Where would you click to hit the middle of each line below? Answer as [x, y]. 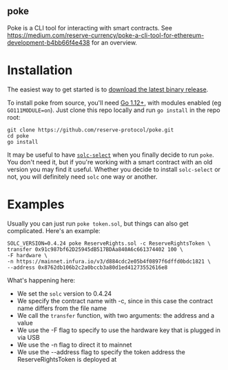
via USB [28, 337]
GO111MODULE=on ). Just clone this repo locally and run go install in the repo [114, 110]
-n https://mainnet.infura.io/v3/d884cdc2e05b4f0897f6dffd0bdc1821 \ [109, 261]
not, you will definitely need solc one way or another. [82, 176]
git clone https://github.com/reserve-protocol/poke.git [91, 130]
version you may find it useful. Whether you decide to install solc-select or [114, 169]
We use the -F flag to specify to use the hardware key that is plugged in [119, 330]
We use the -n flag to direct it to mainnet [74, 345]
